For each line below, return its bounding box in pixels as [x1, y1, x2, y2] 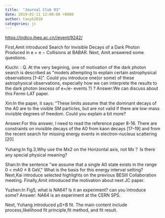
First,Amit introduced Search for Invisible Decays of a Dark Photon [5, 44, 140, 50]
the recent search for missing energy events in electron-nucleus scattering [5, 131, 157, 137]
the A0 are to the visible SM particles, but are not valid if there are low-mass [5, 106, 160, 111]
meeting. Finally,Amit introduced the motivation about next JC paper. [5, 177, 145, 183]
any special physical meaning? [5, 152, 67, 158]
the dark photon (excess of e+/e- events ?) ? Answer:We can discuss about [5, 85, 159, 92]
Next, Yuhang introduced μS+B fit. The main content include [5, 202, 128, 208]
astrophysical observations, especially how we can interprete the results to [5, 80, 158, 86]
